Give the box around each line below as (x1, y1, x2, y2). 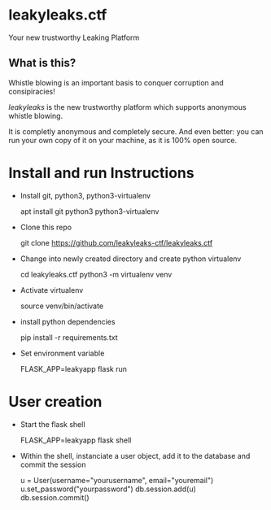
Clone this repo (20, 222, 72, 232)
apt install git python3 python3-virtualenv (20, 206, 160, 216)
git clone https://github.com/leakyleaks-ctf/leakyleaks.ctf (20, 238, 213, 247)
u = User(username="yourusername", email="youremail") (20, 475, 214, 485)
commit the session (20, 460, 86, 469)
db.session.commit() (20, 492, 90, 502)
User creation (8, 392, 103, 411)
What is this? (8, 56, 76, 70)
